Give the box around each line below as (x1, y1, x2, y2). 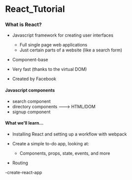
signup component (12, 109, 51, 115)
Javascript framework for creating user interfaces (12, 32, 114, 38)
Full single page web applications (19, 42, 88, 48)
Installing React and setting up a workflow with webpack (12, 131, 127, 137)
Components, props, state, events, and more (19, 150, 110, 156)
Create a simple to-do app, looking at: (12, 140, 90, 146)
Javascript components (5, 88, 55, 93)
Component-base (12, 57, 48, 63)
